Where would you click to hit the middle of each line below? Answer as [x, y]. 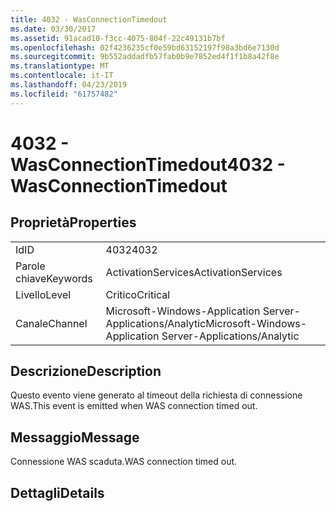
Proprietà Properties [73, 222]
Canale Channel [51, 323]
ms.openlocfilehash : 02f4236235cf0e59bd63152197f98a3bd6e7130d [145, 47]
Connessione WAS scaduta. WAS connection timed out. [124, 462]
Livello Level [43, 294]
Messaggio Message [75, 437]
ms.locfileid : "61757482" [64, 94]
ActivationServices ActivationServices [194, 272]
